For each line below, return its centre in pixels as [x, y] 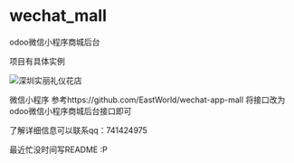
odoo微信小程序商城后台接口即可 [71, 110]
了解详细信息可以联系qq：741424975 [78, 130]
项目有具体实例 [37, 61]
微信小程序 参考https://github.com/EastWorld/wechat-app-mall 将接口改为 [147, 100]
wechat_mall [58, 16]
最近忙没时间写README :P [59, 149]
